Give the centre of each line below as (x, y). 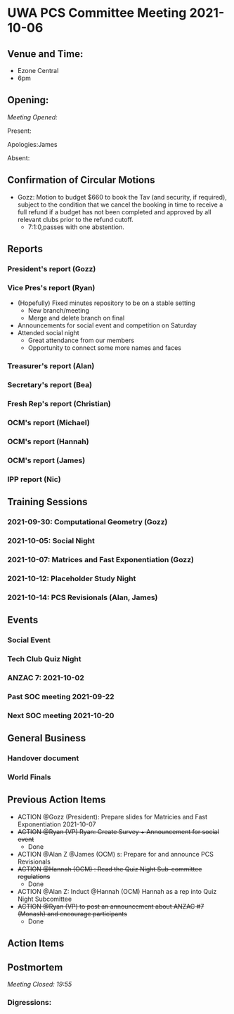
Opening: (28, 100)
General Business (47, 738)
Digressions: (30, 1002)
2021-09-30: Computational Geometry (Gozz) (87, 522)
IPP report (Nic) (34, 479)
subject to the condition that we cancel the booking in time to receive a (120, 204)
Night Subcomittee (45, 899)
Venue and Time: (45, 54)
